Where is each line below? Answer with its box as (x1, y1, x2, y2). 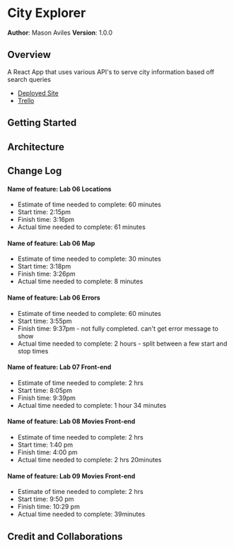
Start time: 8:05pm (17, 386, 73, 394)
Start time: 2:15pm (17, 208, 71, 216)
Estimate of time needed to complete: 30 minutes (17, 254, 161, 263)
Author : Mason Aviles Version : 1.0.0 (7, 28, 113, 37)
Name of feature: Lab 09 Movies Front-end (7, 471, 136, 480)
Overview (7, 49, 52, 61)
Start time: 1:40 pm (17, 440, 74, 449)
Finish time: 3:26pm (17, 270, 76, 278)
